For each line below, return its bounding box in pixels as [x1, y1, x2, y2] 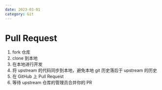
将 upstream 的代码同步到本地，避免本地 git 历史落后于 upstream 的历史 [12, 68, 158, 73]
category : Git [5, 12, 34, 17]
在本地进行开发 [12, 61, 43, 67]
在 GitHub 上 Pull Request [12, 73, 64, 79]
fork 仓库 [12, 49, 31, 55]
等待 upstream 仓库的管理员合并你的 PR [12, 80, 92, 86]
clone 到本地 [12, 55, 38, 61]
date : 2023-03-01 [5, 7, 41, 12]
